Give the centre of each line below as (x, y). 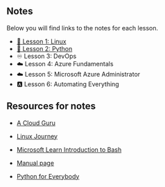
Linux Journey (37, 136)
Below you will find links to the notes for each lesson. (82, 28)
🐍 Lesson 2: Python (44, 48)
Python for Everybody (48, 176)
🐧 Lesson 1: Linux (41, 41)
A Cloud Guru (36, 123)
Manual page (35, 163)
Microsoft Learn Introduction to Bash (69, 149)
